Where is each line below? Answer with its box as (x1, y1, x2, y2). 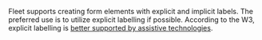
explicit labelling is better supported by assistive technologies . (8, 24, 213, 32)
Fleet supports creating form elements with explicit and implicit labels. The (8, 7, 254, 16)
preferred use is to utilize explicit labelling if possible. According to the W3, (8, 15, 256, 24)
